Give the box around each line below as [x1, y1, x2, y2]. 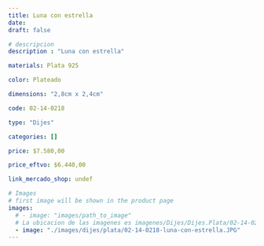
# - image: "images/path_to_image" [15, 211, 132, 219]
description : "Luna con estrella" [8, 48, 125, 56]
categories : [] [8, 133, 58, 141]
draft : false [8, 26, 51, 34]
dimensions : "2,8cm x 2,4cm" [8, 90, 104, 98]
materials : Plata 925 [8, 62, 79, 70]
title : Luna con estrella [8, 11, 93, 20]
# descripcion [8, 40, 55, 48]
